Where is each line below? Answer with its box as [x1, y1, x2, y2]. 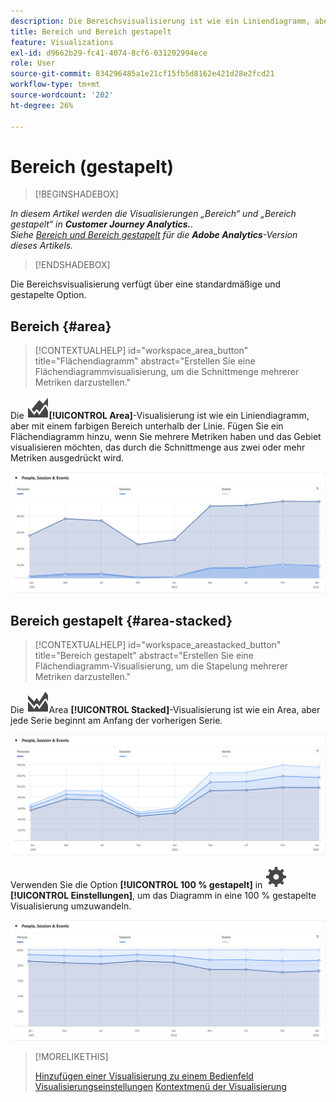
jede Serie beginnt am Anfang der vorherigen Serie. [10, 715, 223, 726]
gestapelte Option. [10, 289, 87, 301]
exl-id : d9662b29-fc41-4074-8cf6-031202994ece [10, 48, 208, 58]
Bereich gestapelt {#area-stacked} [10, 612, 233, 629]
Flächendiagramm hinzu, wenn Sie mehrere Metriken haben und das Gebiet [10, 431, 322, 443]
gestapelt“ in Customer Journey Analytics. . [10, 218, 194, 230]
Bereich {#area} [10, 318, 112, 335]
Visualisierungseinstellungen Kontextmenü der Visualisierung [34, 1080, 287, 1092]
